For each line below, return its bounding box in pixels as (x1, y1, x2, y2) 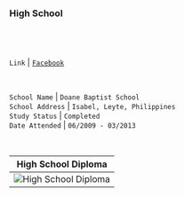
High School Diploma (16, 158, 108, 170)
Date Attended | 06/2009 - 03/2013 (9, 120, 136, 130)
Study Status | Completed (9, 110, 100, 122)
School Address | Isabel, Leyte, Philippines (9, 101, 176, 112)
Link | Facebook (9, 57, 65, 68)
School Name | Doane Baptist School (9, 91, 140, 102)
